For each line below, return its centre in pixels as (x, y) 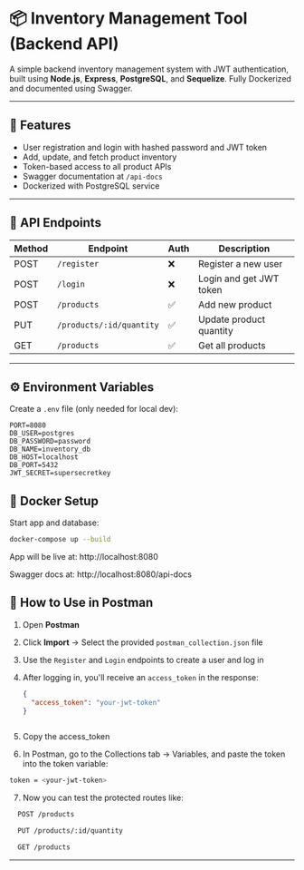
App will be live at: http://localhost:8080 (84, 557)
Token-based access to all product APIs (97, 166)
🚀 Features (40, 126)
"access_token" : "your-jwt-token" (96, 702)
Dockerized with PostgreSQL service (91, 186)
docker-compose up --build (60, 540)
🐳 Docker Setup (54, 501)
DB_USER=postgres (42, 434)
